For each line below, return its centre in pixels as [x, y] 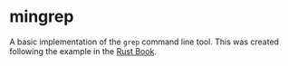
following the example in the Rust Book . [83, 51]
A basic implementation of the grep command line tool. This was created [144, 42]
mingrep [42, 17]
